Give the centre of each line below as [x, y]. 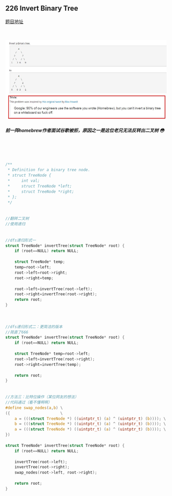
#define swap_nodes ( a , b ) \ [34, 408]
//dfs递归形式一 [21, 240]
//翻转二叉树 [17, 219]
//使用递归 [15, 224]
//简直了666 [17, 332]
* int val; [24, 181]
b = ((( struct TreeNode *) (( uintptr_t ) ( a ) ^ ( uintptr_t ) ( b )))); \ [90, 424]
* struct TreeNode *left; [40, 186]
